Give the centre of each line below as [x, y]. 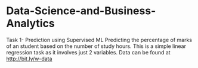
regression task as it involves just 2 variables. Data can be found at [89, 52]
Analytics [30, 23]
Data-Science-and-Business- [81, 11]
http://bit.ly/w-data [29, 59]
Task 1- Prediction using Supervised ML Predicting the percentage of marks [99, 40]
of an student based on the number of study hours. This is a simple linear [96, 46]
